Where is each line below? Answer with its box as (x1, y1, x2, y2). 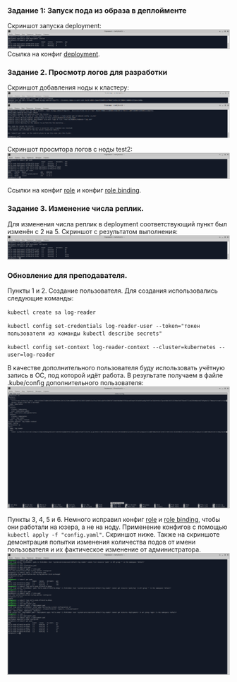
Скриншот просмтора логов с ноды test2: (7, 145, 133, 154)
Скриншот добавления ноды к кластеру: (7, 83, 129, 92)
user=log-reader (7, 351, 55, 358)
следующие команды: (7, 294, 74, 303)
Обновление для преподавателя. (7, 270, 128, 280)
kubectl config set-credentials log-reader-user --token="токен (7, 323, 200, 330)
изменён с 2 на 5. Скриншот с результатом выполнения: (7, 227, 178, 236)
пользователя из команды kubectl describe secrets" (7, 330, 162, 337)
